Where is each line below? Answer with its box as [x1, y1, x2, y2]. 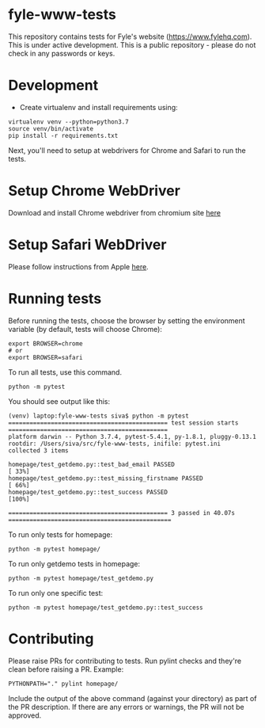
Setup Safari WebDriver [8, 236, 167, 253]
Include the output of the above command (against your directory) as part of [8, 693, 257, 703]
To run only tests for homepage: [8, 529, 113, 539]
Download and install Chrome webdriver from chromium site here [8, 208, 221, 217]
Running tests [8, 289, 102, 307]
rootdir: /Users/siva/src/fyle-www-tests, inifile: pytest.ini [8, 440, 221, 448]
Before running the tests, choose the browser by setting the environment [8, 315, 245, 326]
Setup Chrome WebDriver [8, 182, 180, 200]
